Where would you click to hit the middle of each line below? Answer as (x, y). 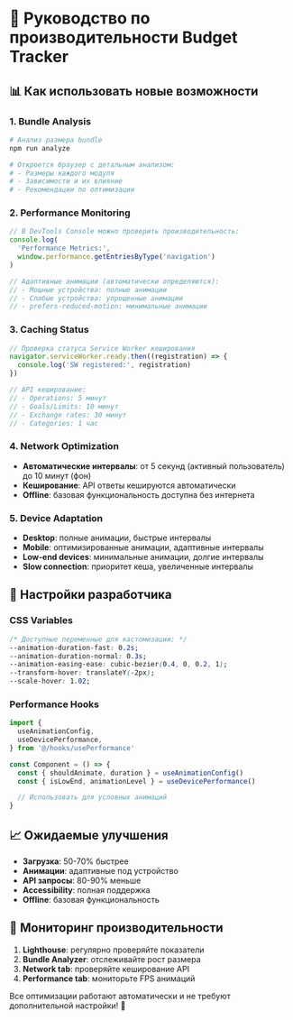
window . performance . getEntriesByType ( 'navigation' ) (117, 257)
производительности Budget (124, 37)
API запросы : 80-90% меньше (82, 880)
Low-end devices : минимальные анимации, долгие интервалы (143, 557)
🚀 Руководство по (80, 18)
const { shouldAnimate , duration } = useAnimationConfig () (131, 773)
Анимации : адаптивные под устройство (100, 870)
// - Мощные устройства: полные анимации (88, 289)
